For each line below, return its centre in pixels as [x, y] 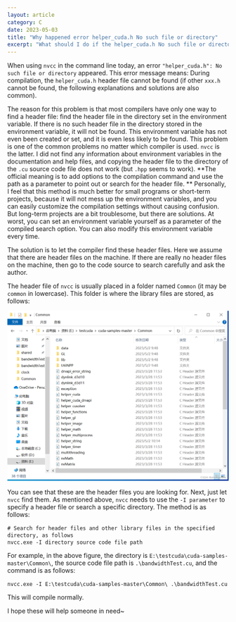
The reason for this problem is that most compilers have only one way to [112, 109]
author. [18, 273]
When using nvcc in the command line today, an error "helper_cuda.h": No [115, 66]
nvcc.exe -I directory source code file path [75, 542]
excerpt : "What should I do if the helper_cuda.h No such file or [106, 45]
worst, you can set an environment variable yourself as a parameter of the [114, 221]
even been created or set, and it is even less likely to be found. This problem [118, 139]
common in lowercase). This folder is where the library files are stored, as [111, 294]
